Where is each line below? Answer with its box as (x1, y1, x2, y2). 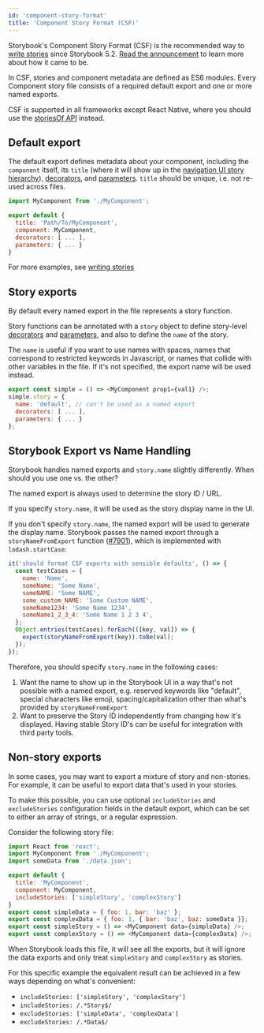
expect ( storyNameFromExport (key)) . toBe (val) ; (22, 633, 175, 642)
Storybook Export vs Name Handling (8, 444, 191, 458)
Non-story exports (8, 750, 102, 764)
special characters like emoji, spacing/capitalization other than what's (19, 694, 247, 703)
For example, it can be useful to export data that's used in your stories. (8, 780, 238, 789)
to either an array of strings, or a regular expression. (8, 812, 178, 822)
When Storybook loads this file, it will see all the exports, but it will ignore (8, 945, 246, 953)
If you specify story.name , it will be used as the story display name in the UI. (8, 504, 255, 514)
